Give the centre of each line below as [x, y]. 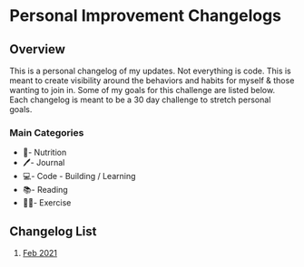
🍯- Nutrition [44, 153]
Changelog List [53, 231]
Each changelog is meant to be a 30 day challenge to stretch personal [140, 100]
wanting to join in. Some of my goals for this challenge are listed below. [142, 90]
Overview [38, 49]
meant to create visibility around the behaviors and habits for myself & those [152, 81]
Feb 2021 [39, 253]
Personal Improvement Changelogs [146, 16]
